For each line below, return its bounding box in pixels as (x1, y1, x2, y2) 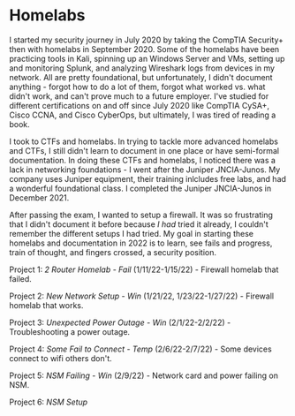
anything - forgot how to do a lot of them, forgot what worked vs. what (9, 81, 266, 92)
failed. (9, 273, 33, 284)
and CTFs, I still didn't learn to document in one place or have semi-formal (9, 145, 280, 155)
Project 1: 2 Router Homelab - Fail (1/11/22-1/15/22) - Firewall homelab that (9, 264, 279, 275)
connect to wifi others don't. (9, 352, 112, 363)
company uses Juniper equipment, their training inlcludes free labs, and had (9, 173, 287, 184)
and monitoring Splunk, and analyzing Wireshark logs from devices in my (9, 63, 276, 73)
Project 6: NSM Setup (9, 397, 88, 407)
